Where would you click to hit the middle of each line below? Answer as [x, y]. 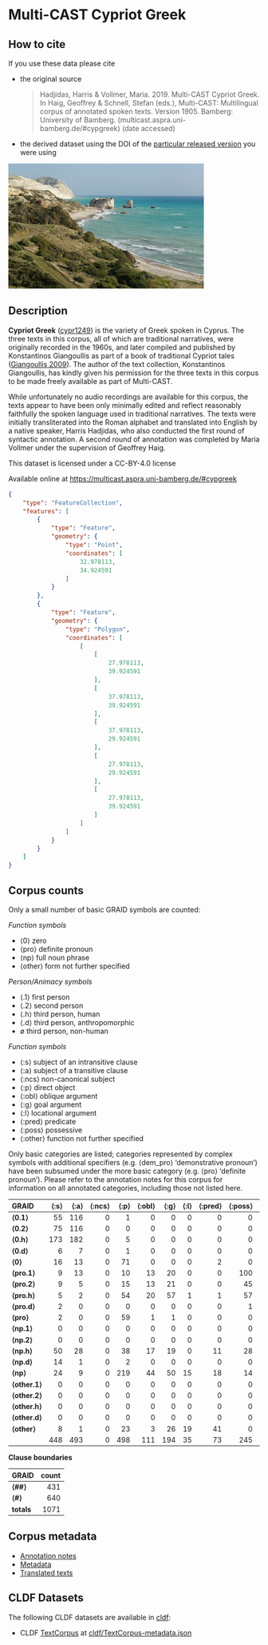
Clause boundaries [41, 1458]
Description [38, 311]
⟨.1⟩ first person [45, 997]
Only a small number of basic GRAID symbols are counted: [104, 910]
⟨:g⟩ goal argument [51, 1104]
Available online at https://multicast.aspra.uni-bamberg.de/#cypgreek [122, 478]
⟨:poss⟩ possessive [51, 1130]
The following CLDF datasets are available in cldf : [90, 1617]
